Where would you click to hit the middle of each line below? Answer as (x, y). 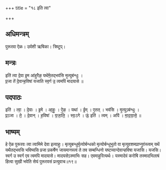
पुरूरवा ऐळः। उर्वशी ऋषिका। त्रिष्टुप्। (35, 47)
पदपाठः (14, 98)
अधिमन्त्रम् (17, 34)
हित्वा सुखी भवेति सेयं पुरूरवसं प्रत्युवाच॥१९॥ (41, 162)
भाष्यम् (13, 132)
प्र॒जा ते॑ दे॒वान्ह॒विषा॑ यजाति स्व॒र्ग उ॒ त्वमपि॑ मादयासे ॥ (44, 81)
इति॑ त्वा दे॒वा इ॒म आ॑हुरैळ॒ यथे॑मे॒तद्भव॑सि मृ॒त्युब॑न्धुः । (44, 75)
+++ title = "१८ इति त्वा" (28, 8)
